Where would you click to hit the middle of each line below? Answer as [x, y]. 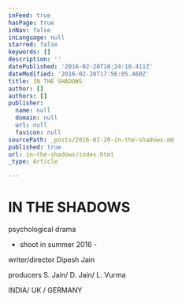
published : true [35, 147]
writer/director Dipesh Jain [52, 260]
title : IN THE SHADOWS [45, 81]
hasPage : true [32, 23]
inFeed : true [30, 15]
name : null [33, 111]
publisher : [26, 103]
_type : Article [33, 162]
